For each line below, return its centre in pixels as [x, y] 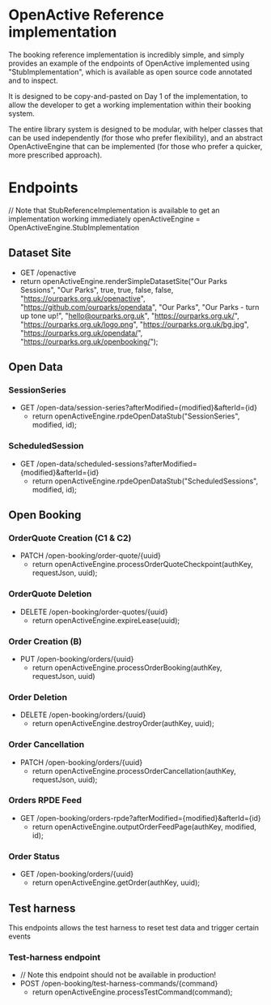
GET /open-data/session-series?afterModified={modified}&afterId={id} [138, 408]
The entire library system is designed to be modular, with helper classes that [135, 129]
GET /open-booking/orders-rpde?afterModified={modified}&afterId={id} [140, 818]
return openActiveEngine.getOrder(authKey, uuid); [116, 883]
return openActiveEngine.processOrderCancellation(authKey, [134, 771]
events [19, 936]
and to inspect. [33, 80]
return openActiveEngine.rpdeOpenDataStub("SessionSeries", [136, 416]
